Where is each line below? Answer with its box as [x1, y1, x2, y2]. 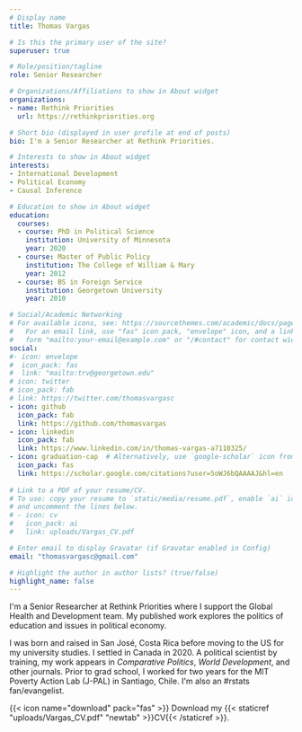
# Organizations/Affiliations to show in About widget [9, 87, 219, 96]
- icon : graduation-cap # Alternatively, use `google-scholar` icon [9, 453, 276, 462]
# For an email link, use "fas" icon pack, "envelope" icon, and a [9, 327, 276, 336]
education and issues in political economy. [9, 621, 167, 631]
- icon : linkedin [9, 428, 75, 437]
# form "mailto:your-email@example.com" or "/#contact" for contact [9, 335, 280, 344]
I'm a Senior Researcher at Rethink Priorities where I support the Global [9, 601, 273, 612]
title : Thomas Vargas [9, 22, 91, 31]
